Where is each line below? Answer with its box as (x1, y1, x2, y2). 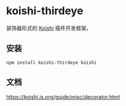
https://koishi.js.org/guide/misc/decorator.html (6, 93, 120, 100)
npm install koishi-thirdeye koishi (6, 59, 97, 66)
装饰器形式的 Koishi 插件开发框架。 (6, 24, 92, 31)
